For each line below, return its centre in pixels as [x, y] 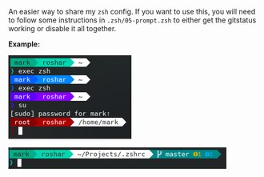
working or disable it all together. [62, 28]
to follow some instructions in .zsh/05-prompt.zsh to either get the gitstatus [132, 20]
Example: [24, 44]
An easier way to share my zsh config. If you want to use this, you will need [132, 12]
